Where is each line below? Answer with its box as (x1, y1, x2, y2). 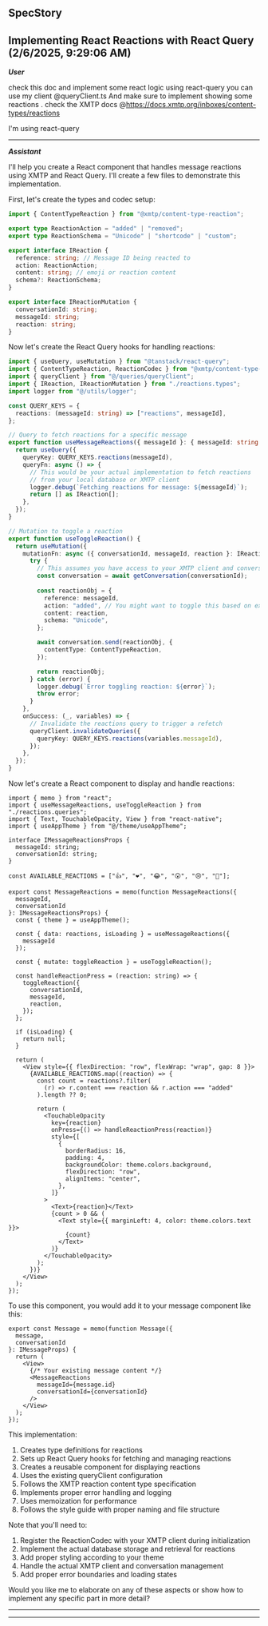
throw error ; (37, 690, 81, 698)
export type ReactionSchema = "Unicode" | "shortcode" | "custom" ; (8, 232, 238, 240)
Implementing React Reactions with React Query (8, 34, 254, 47)
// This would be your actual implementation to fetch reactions (29, 468, 251, 476)
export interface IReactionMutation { (8, 298, 137, 306)
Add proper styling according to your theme (19, 1552, 164, 1562)
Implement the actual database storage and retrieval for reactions (19, 1544, 235, 1554)
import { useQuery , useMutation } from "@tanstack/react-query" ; (8, 357, 230, 366)
